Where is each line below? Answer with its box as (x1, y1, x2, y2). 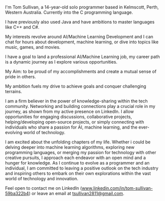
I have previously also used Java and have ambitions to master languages (5, 19, 155, 25)
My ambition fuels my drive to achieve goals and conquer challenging (5, 83, 146, 89)
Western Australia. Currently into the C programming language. (5, 9, 133, 15)
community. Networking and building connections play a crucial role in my (5, 103, 156, 109)
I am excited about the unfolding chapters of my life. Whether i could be (5, 139, 151, 145)
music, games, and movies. (5, 44, 61, 50)
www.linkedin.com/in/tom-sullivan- (81, 185, 153, 191)
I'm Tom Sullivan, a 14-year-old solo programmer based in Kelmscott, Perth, (5, 4, 159, 10)
